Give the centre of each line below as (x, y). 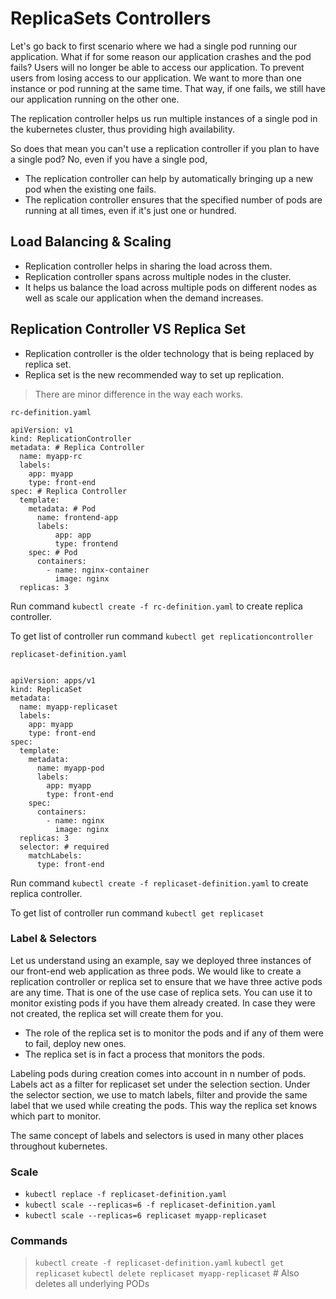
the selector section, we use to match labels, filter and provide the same (159, 1094)
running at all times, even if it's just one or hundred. (130, 210)
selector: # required (64, 847)
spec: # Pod (53, 552)
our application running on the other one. (95, 99)
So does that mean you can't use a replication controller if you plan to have (165, 148)
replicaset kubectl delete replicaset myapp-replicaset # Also (167, 1273)
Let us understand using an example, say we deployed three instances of (161, 960)
